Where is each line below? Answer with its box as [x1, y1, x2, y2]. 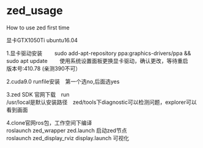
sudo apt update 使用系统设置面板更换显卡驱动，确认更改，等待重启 [6, 57, 188, 64]
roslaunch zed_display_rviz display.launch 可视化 [6, 134, 130, 141]
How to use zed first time [6, 24, 70, 31]
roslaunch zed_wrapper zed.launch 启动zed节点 [6, 127, 127, 134]
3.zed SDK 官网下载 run [6, 91, 70, 98]
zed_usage [6, 4, 63, 18]
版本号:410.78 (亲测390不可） [6, 65, 81, 72]
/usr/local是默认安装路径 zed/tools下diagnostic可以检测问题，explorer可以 [6, 98, 197, 106]
